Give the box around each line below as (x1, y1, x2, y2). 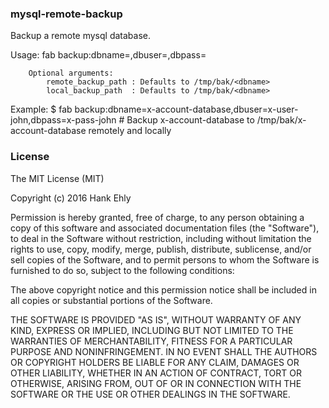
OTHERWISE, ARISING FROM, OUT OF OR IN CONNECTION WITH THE (10, 377, 302, 389)
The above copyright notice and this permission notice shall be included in (10, 283, 317, 296)
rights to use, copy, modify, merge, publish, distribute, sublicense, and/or (10, 243, 312, 255)
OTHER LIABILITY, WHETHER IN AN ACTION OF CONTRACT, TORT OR (10, 367, 302, 379)
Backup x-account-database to (126, 114, 255, 126)
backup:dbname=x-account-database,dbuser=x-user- (74, 103, 299, 116)
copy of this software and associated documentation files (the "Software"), (10, 222, 320, 234)
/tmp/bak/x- (256, 114, 307, 126)
